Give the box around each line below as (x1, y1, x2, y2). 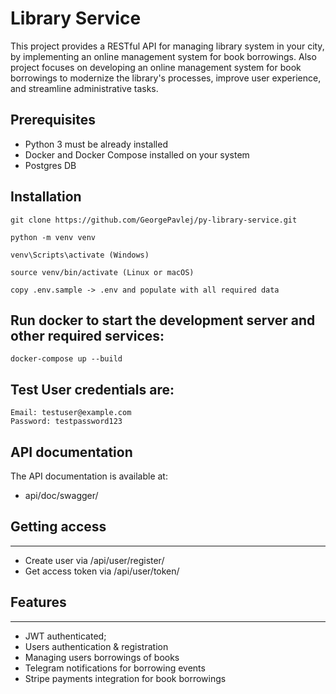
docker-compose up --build (10, 354, 123, 364)
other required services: (10, 327, 165, 344)
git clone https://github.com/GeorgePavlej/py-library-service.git (10, 215, 298, 225)
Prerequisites (10, 112, 96, 129)
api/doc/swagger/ (24, 490, 99, 501)
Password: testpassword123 (10, 417, 123, 427)
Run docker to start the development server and (10, 312, 316, 329)
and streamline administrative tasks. (10, 82, 159, 94)
